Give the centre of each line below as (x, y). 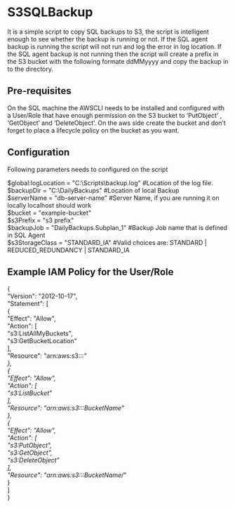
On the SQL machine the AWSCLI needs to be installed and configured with (116, 108)
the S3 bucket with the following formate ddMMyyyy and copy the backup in (118, 61)
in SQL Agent (26, 235)
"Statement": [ (28, 304)
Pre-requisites (39, 91)
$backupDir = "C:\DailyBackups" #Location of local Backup (93, 190)
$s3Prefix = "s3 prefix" (41, 220)
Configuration (39, 153)
